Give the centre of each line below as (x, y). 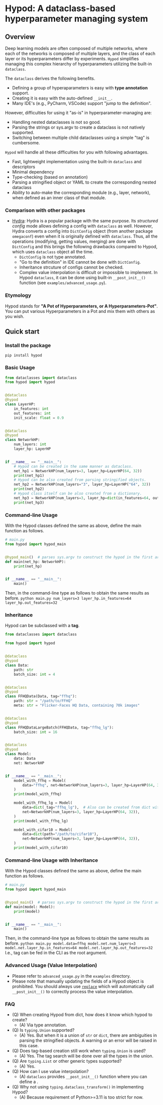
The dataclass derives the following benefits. (50, 78)
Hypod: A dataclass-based (60, 8)
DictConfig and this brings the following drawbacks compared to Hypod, (85, 247)
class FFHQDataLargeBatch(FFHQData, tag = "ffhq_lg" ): (59, 727)
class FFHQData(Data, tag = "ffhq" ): (41, 697)
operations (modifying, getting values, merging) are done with (74, 241)
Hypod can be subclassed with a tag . (42, 626)
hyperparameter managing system (77, 19)
